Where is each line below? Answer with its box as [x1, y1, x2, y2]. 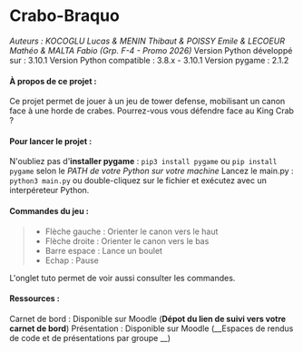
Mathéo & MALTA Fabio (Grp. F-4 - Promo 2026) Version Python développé [9, 44, 293, 55]
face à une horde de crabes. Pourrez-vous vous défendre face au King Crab [9, 105, 295, 116]
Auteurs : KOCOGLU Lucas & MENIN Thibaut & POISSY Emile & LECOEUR [9, 35, 286, 46]
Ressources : [9, 293, 61, 304]
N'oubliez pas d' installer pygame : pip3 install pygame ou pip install [9, 156, 278, 167]
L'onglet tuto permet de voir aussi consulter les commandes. [9, 272, 236, 283]
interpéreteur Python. [9, 185, 90, 196]
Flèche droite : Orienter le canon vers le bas [44, 235, 210, 246]
